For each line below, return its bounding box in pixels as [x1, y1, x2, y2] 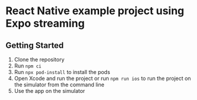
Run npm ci [14, 62, 42, 69]
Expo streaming [5, 17, 85, 30]
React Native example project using [5, 4, 185, 18]
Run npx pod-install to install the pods [14, 69, 110, 75]
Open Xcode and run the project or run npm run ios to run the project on [14, 75, 191, 82]
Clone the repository [14, 56, 65, 63]
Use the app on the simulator [14, 88, 85, 94]
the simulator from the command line [14, 81, 104, 88]
